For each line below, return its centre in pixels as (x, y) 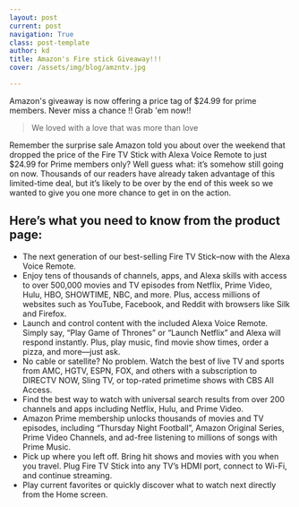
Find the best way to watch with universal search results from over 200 (153, 399)
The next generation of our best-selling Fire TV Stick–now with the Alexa (156, 256)
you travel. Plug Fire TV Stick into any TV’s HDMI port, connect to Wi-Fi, (155, 466)
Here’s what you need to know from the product (145, 221)
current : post (36, 26)
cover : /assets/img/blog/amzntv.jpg (77, 68)
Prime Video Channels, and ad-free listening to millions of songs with (149, 437)
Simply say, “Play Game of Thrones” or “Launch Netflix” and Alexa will (151, 332)
